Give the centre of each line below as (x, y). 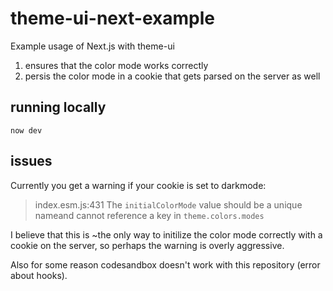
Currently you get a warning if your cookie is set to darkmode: (138, 185)
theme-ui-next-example (112, 18)
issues (31, 161)
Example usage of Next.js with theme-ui (92, 46)
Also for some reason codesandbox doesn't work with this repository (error (165, 264)
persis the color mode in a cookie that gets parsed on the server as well (172, 76)
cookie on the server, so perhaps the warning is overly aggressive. (147, 245)
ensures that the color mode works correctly (116, 65)
